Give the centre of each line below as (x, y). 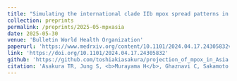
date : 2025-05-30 (33, 33)
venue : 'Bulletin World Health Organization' (75, 40)
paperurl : (22, 46)
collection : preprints (41, 20)
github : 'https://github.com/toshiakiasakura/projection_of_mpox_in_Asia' (120, 60)
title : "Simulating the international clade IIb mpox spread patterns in (118, 14)
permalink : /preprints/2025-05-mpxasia (66, 27)
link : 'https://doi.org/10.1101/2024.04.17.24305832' (88, 54)
